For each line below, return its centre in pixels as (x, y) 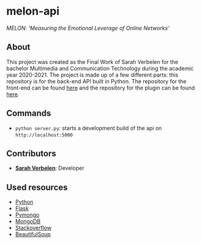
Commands (29, 113)
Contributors (31, 153)
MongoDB (28, 221)
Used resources (37, 187)
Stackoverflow (33, 228)
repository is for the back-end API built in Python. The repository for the (97, 81)
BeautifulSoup (33, 234)
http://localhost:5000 (44, 135)
